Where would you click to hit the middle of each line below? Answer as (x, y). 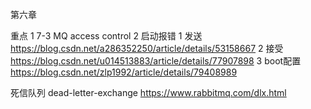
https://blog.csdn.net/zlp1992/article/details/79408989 (124, 72)
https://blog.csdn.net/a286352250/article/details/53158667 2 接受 (147, 48)
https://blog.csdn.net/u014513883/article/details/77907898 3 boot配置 (156, 61)
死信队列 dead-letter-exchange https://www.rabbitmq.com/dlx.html (148, 92)
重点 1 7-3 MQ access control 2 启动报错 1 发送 (106, 36)
